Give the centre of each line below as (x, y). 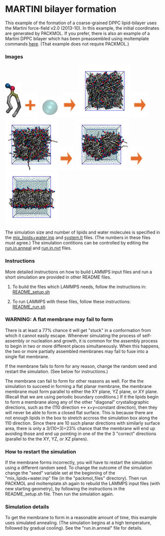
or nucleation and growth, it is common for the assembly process (92, 341)
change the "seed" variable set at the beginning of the (60, 473)
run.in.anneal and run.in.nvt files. (38, 248)
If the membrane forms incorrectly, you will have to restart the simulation (79, 463)
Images (14, 56)
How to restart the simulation (41, 451)
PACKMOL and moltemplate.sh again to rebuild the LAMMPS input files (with (82, 484)
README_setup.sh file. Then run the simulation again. (60, 494)
